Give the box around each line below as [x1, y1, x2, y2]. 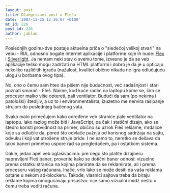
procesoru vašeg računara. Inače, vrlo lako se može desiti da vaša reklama [5, 167, 162, 173]
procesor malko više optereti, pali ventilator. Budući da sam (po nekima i [5, 93, 156, 99]
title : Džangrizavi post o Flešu [5, 12, 76, 17]
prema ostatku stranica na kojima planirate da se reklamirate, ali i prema [5, 161, 156, 167]
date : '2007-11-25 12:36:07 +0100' [5, 17, 81, 22]
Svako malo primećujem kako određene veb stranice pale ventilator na [5, 114, 153, 120]
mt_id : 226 [5, 21, 29, 27]
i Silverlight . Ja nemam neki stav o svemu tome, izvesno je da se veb [5, 56, 149, 62]
